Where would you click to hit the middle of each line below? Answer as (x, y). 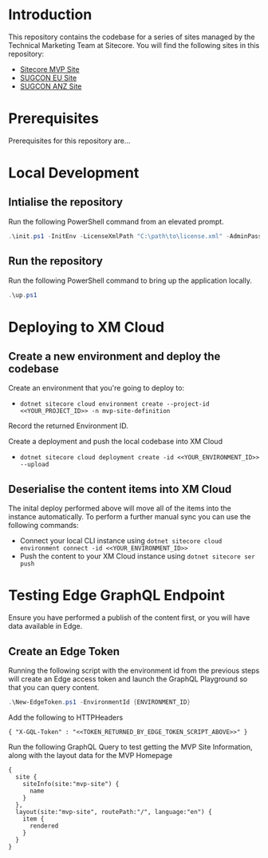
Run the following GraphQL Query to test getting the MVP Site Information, (130, 747)
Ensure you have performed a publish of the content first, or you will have (129, 618)
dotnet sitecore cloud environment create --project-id (114, 404)
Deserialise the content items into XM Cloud (120, 489)
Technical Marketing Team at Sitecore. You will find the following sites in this (134, 45)
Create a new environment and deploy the (114, 357)
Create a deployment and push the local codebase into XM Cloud (116, 442)
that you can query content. (54, 687)
